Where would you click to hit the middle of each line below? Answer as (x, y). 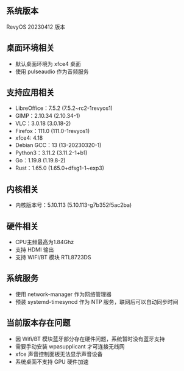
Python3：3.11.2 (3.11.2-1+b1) (51, 153)
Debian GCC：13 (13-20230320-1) (58, 145)
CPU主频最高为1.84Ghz (44, 242)
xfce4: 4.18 (29, 138)
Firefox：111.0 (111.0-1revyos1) (52, 131)
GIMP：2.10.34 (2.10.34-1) (48, 116)
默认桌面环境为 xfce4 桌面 (48, 63)
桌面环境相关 (30, 48)
